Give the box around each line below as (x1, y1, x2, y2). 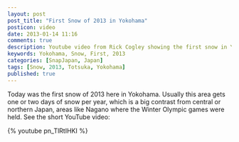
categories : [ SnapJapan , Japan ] (7, 57, 103, 64)
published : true (7, 70, 55, 77)
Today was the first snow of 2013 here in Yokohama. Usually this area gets (7, 90, 225, 98)
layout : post (7, 10, 46, 18)
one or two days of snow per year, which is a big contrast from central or (7, 97, 221, 106)
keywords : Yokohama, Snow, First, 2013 (7, 51, 126, 58)
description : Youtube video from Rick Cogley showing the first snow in (7, 44, 228, 51)
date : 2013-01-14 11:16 (7, 30, 78, 38)
